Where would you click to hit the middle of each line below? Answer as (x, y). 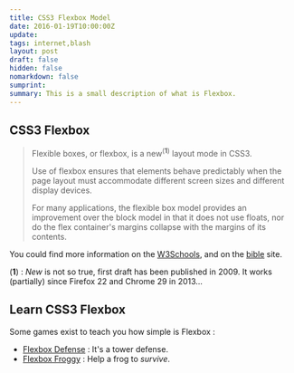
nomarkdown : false (44, 77)
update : (24, 34)
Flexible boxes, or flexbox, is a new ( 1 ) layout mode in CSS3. (142, 153)
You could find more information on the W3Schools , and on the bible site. (146, 253)
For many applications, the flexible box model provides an (139, 207)
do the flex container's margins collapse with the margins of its (149, 226)
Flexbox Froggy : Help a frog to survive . (96, 359)
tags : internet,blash (50, 43)
